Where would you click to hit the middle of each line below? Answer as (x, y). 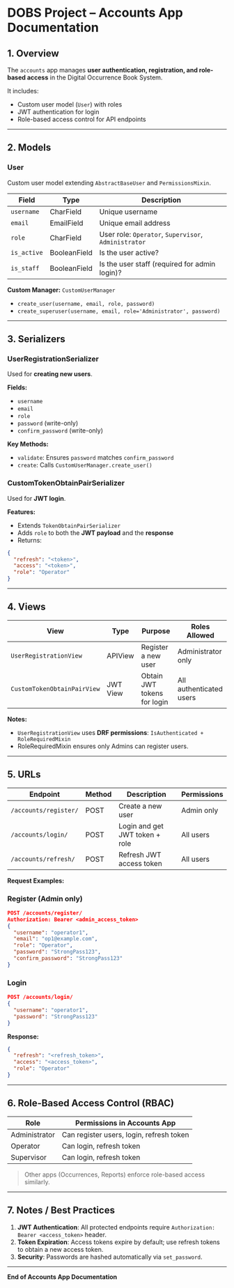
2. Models (29, 148)
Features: (22, 512)
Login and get (141, 825)
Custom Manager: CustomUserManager (61, 290)
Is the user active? (129, 252)
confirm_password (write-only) (60, 430)
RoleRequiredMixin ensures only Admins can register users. (103, 746)
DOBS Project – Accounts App (95, 13)
